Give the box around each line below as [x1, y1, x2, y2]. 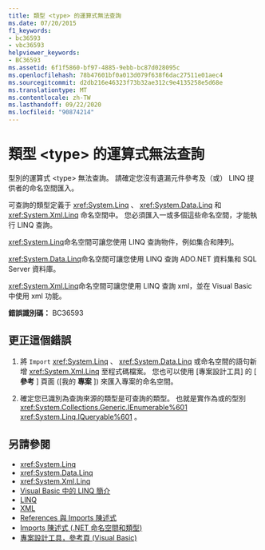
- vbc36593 [8, 42, 45, 50]
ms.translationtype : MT [8, 86, 88, 94]
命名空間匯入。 [29, 183, 78, 193]
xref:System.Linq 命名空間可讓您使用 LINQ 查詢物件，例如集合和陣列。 [8, 237, 239, 246]
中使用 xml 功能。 [8, 291, 66, 301]
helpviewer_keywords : [8, 49, 81, 57]
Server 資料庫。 [8, 264, 61, 273]
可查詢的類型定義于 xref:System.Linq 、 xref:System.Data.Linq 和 [8, 200, 222, 209]
